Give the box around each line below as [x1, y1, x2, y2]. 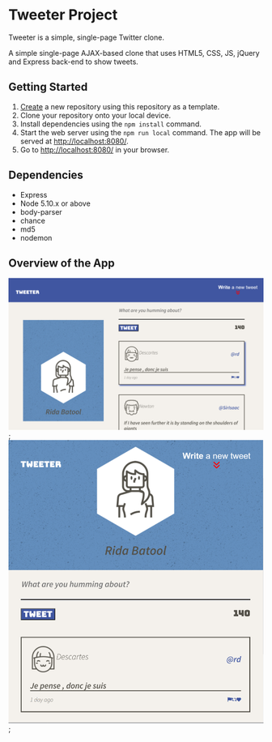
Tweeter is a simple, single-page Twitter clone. [8, 32, 164, 42]
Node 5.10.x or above [19, 198, 91, 208]
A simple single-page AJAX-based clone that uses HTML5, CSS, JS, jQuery [8, 48, 261, 58]
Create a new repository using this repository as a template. [19, 101, 220, 111]
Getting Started [8, 80, 88, 94]
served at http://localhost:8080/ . [19, 136, 129, 146]
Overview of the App [8, 256, 115, 270]
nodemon [19, 232, 53, 242]
